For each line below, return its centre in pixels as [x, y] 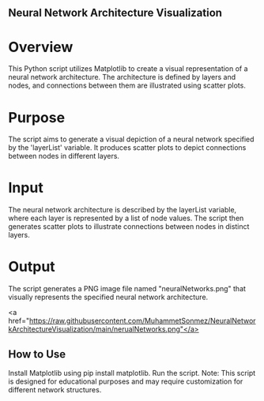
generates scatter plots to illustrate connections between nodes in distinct [129, 227]
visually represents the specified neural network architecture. [108, 297]
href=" [19, 321]
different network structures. [55, 389]
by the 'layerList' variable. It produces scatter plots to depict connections [127, 148]
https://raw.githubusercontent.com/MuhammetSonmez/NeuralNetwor [142, 321]
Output [32, 267]
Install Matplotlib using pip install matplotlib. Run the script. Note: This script [132, 373]
